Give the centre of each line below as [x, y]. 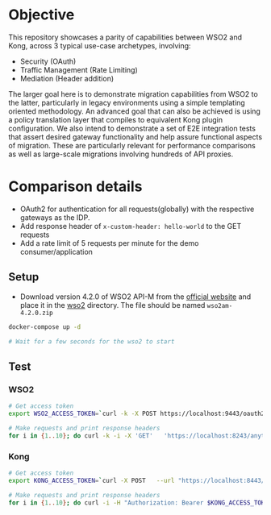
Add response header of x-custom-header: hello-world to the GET [131, 226]
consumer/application [56, 251]
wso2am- [220, 305]
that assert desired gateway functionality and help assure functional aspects [135, 137]
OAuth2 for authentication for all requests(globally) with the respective [137, 209]
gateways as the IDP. [55, 217]
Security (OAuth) [48, 61]
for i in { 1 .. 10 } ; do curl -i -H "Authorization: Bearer [106, 503]
